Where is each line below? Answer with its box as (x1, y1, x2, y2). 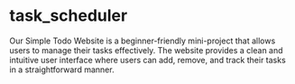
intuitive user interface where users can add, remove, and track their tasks (9, 54, 286, 65)
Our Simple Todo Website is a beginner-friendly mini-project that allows (9, 35, 276, 46)
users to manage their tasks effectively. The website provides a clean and (9, 44, 283, 55)
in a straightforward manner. (9, 64, 115, 75)
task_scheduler (9, 5, 128, 26)
